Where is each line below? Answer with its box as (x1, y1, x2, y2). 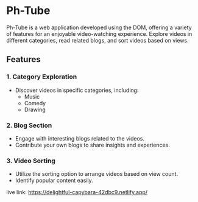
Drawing (24, 106, 46, 113)
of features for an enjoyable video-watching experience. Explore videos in (6, 30, 193, 37)
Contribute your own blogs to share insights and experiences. (15, 141, 171, 148)
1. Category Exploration (6, 72, 77, 81)
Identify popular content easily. (15, 177, 93, 184)
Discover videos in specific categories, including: (15, 86, 139, 94)
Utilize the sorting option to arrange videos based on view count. (15, 170, 179, 178)
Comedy (24, 99, 46, 106)
